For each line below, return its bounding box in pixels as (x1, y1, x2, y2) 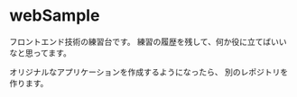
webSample (9, 5, 100, 26)
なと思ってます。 (9, 47, 72, 58)
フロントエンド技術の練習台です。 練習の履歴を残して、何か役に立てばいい (9, 36, 287, 47)
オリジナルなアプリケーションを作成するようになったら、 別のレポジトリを (9, 66, 289, 77)
